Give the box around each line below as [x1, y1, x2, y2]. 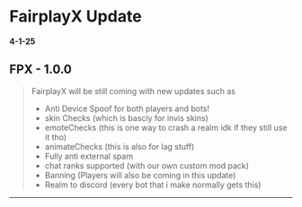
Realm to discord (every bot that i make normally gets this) [44, 179, 262, 190]
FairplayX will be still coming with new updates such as [31, 85, 236, 96]
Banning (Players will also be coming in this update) [44, 169, 236, 180]
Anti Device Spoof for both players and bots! [44, 103, 209, 114]
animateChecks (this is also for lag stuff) [44, 141, 195, 151]
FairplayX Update [9, 6, 142, 27]
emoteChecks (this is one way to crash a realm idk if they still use [44, 122, 288, 133]
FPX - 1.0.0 [9, 62, 72, 77]
